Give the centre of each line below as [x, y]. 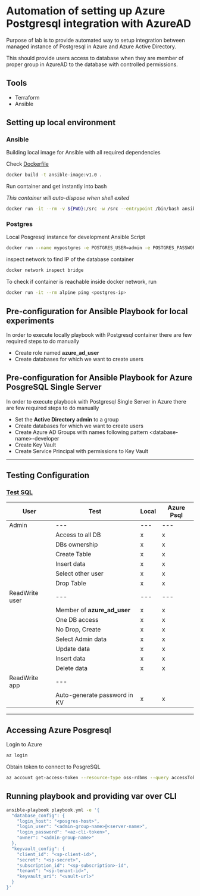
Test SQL [20, 492]
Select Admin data [81, 639]
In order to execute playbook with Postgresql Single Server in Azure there [96, 401]
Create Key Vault [35, 445]
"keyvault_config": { [38, 849]
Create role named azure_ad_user [57, 352]
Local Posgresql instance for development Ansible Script [76, 237]
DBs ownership [77, 545]
